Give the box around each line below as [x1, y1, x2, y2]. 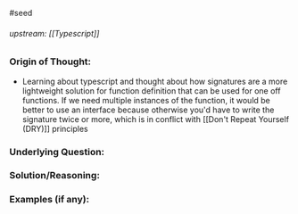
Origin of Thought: [9, 55, 92, 68]
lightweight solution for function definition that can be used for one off [21, 85, 281, 96]
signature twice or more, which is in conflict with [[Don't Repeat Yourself [21, 113, 290, 124]
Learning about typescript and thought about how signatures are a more [21, 76, 288, 86]
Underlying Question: [9, 145, 105, 158]
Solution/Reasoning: [9, 169, 101, 182]
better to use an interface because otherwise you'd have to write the [21, 104, 275, 115]
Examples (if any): [9, 193, 90, 206]
